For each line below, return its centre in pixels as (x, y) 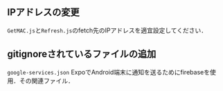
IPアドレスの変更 (43, 12)
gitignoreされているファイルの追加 (82, 54)
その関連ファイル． (46, 81)
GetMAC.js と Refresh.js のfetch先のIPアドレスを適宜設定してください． (107, 30)
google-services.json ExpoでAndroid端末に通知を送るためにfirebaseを (108, 72)
